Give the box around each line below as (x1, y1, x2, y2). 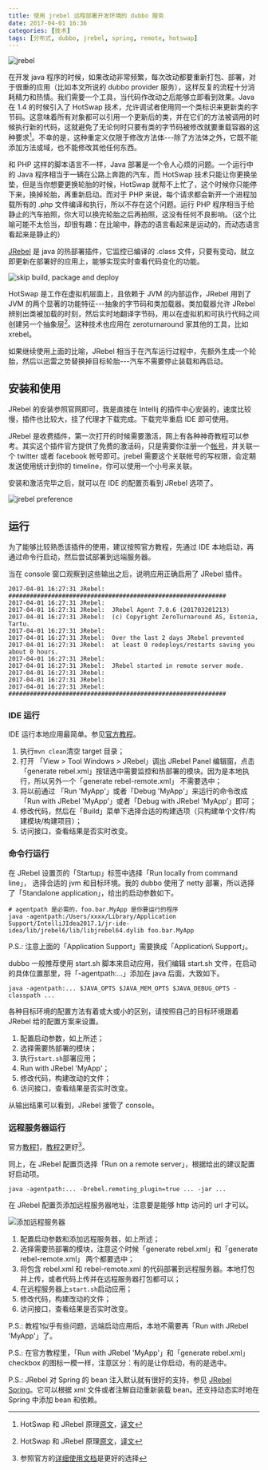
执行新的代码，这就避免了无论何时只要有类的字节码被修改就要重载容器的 (14, 122, 253, 132)
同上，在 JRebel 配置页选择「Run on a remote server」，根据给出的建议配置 (8, 1159, 255, 1169)
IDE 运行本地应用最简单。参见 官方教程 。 (8, 729, 141, 739)
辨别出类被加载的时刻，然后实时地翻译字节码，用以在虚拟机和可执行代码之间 (8, 308, 260, 318)
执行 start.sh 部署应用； (19, 1053, 98, 1063)
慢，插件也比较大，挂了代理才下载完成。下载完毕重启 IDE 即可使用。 (8, 415, 234, 424)
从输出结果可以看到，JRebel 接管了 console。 (8, 1100, 159, 1110)
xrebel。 (8, 329, 36, 339)
